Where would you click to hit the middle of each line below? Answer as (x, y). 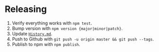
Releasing (26, 9)
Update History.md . (32, 33)
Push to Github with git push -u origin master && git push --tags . (83, 39)
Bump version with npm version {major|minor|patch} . (67, 28)
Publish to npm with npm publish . (46, 44)
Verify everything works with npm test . (52, 23)
